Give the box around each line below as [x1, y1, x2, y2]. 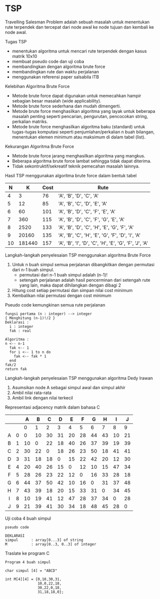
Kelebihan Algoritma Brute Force [5, 83, 70, 89]
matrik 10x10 [12, 53, 37, 59]
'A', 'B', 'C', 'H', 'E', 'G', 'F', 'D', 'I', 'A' [58, 232, 141, 239]
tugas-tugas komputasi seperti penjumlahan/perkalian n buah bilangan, [12, 129, 155, 135]
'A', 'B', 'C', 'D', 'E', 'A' [58, 200, 108, 207]
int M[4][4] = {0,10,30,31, [5, 577, 62, 582]
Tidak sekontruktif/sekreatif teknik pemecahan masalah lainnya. [12, 163, 140, 169]
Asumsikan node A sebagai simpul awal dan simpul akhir [12, 384, 126, 390]
